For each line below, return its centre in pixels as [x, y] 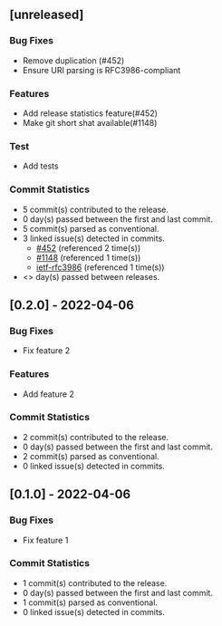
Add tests [40, 166]
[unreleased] [47, 15]
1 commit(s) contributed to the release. [95, 583]
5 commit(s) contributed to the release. [96, 209]
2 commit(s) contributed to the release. [96, 437]
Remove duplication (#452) [73, 60]
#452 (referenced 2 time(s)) [88, 247]
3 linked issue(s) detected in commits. [93, 238]
